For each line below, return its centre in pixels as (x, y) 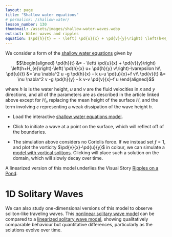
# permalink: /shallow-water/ (38, 19)
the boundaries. (29, 132)
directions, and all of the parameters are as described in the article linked (82, 94)
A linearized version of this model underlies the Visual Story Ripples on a (82, 168)
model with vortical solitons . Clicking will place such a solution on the (86, 152)
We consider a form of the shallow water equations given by (69, 53)
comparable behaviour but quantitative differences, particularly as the (79, 224)
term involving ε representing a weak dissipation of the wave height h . (79, 106)
